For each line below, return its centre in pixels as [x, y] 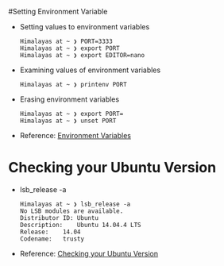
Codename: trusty [52, 239]
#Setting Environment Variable [58, 12]
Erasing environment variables [70, 99]
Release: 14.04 [50, 232]
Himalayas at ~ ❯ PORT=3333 [66, 41]
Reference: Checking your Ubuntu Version [89, 253]
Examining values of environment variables [90, 70]
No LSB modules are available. [71, 211]
